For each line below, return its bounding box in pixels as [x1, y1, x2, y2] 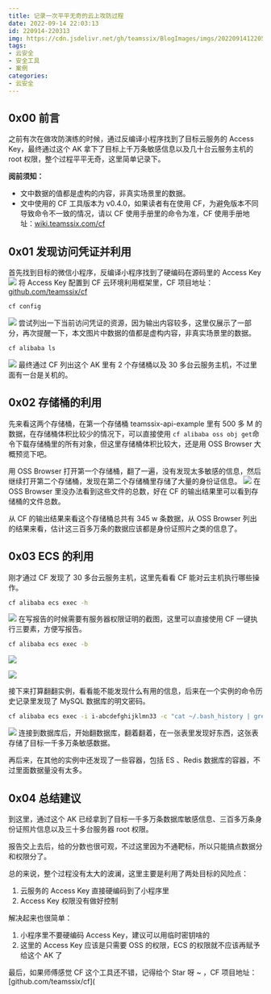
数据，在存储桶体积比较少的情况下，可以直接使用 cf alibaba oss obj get [8, 428, 252, 438]
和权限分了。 [8, 851, 51, 861]
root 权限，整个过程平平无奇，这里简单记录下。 [8, 154, 165, 164]
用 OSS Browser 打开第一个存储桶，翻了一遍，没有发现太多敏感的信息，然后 [8, 466, 262, 476]
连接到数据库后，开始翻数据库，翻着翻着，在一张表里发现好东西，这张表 [18, 728, 259, 738]
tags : [8, 42, 27, 50]
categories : [8, 72, 48, 80]
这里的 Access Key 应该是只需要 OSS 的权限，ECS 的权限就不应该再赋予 [19, 940, 261, 950]
